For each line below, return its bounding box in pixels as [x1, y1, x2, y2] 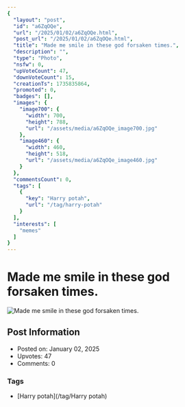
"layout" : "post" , [13, 16, 66, 23]
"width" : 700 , [25, 112, 66, 119]
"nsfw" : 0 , [13, 61, 45, 68]
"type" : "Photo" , [13, 55, 63, 62]
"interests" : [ [13, 220, 57, 227]
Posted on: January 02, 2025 [16, 345, 100, 353]
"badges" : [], [13, 93, 53, 100]
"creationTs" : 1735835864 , [13, 80, 90, 87]
